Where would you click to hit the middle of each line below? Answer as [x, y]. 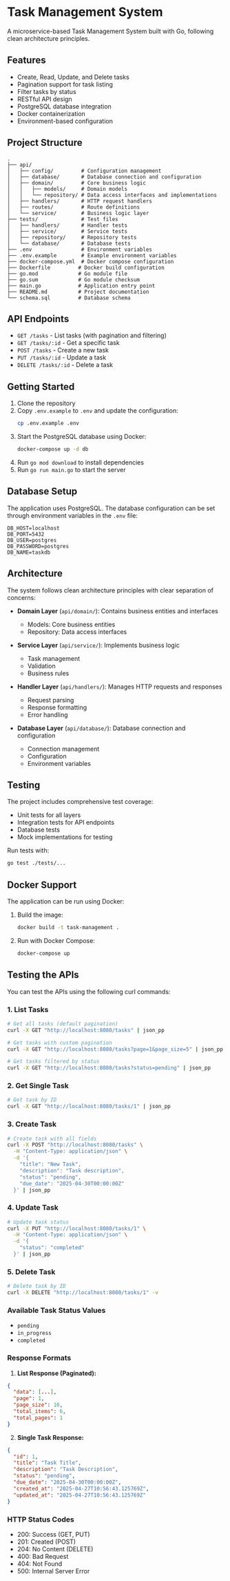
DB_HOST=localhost [33, 528]
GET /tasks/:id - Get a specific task [68, 343]
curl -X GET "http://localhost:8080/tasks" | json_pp [86, 1030]
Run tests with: [28, 850]
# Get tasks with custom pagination [60, 1042]
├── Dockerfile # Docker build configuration [86, 268]
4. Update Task [33, 1208]
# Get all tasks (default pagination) [63, 1024]
